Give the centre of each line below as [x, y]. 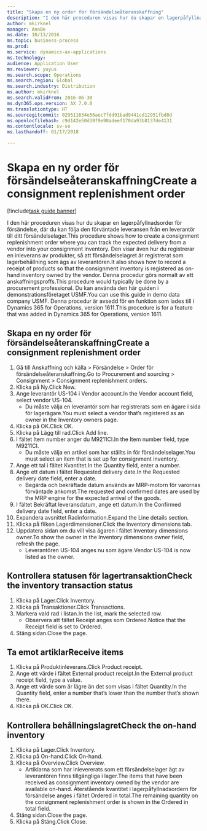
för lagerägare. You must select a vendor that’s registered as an [104, 413]
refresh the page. [38, 544]
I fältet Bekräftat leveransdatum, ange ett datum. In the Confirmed [98, 504]
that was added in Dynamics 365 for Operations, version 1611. [85, 314]
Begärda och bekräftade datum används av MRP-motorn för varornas [113, 485]
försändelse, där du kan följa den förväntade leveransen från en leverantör [101, 229]
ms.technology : [26, 58]
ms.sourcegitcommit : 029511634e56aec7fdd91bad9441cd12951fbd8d [90, 115]
